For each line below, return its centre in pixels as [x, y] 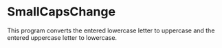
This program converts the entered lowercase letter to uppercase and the [111, 30]
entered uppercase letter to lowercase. [62, 37]
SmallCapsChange [61, 12]
